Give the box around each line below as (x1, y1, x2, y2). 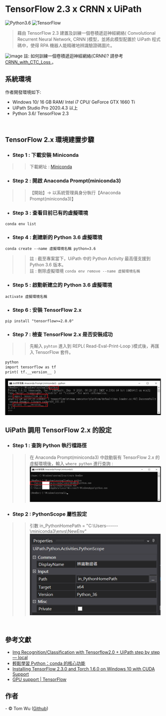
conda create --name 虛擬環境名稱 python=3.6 (5, 246, 96, 251)
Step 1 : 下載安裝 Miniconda (12, 152, 79, 159)
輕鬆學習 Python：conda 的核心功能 (12, 660, 85, 666)
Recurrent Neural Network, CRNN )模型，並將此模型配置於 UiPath (17, 36, 151, 42)
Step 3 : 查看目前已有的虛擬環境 (12, 209, 88, 216)
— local (12, 654, 28, 660)
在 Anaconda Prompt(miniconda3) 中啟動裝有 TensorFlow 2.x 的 (29, 454, 160, 460)
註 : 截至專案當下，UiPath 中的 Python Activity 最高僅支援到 (29, 256, 151, 262)
